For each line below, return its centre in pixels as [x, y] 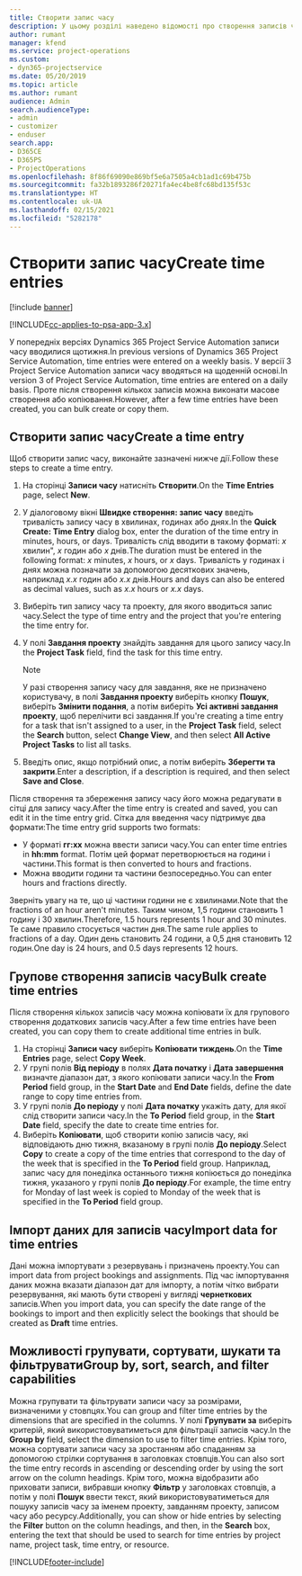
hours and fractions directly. [75, 883]
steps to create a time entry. [62, 468]
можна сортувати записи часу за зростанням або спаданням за [133, 1448]
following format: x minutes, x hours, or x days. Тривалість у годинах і [153, 560]
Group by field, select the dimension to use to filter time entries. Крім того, [148, 1439]
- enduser [28, 135]
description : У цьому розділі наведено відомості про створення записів [148, 26]
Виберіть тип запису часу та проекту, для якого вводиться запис [147, 606]
